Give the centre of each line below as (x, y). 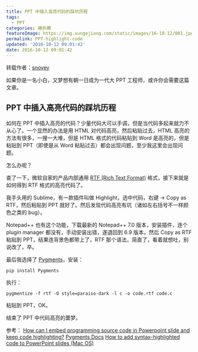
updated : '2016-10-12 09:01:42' (46, 45)
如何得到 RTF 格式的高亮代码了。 (46, 185)
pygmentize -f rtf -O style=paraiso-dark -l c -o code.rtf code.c (89, 293)
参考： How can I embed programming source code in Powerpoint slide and (98, 330)
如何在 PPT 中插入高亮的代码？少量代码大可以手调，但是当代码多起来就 (93, 123)
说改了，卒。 (22, 247)
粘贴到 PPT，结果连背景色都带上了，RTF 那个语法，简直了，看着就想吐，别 (98, 239)
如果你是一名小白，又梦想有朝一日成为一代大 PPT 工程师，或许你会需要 (93, 80)
